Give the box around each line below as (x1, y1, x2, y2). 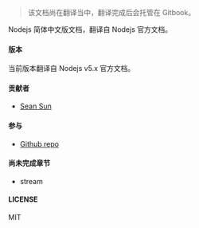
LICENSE (8, 195, 38, 204)
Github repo (19, 139, 60, 148)
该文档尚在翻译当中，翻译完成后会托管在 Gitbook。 (27, 8, 196, 17)
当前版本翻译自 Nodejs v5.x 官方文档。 (8, 64, 135, 73)
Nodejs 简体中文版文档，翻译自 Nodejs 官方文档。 (8, 25, 173, 34)
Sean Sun (19, 101, 52, 111)
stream (19, 176, 44, 186)
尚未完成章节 (8, 159, 50, 168)
